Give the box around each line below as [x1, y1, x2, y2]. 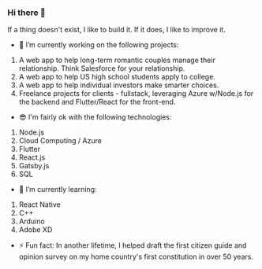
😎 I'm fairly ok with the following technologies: [18, 112, 172, 122]
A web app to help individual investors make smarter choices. [18, 80, 219, 90]
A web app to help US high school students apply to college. [18, 72, 216, 82]
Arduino [18, 216, 45, 227]
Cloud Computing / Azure [18, 136, 102, 146]
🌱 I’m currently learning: [18, 185, 97, 194]
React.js [18, 153, 46, 162]
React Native [18, 200, 61, 209]
